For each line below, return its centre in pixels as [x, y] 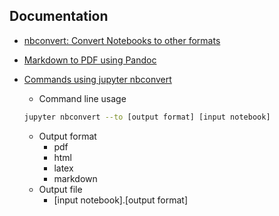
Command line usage [82, 98]
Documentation [59, 16]
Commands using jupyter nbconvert [97, 79]
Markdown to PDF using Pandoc [90, 60]
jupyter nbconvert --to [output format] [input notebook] [147, 117]
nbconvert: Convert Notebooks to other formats [122, 40]
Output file [60, 189]
